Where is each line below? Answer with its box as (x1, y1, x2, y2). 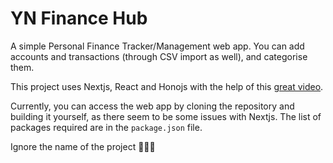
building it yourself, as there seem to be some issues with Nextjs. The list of (10, 110, 322, 122)
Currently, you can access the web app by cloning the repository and (10, 100, 295, 112)
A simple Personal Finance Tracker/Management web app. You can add (10, 40, 305, 52)
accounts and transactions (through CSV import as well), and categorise (10, 50, 308, 62)
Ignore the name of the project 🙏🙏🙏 (10, 140, 156, 152)
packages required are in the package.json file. (10, 121, 203, 133)
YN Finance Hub (10, 7, 148, 30)
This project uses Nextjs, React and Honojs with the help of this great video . (10, 80, 324, 92)
